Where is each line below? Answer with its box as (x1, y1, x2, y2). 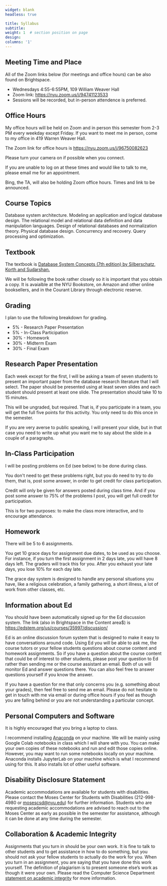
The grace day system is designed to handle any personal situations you (5, 576, 154, 582)
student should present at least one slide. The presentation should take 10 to (5, 389, 163, 395)
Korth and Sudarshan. (5, 267, 50, 273)
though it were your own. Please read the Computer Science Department (5, 870, 155, 876)
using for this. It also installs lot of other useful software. (5, 761, 121, 767)
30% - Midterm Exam (12, 340, 57, 346)
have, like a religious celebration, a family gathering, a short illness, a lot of (5, 581, 159, 587)
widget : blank (5, 7, 35, 12)
